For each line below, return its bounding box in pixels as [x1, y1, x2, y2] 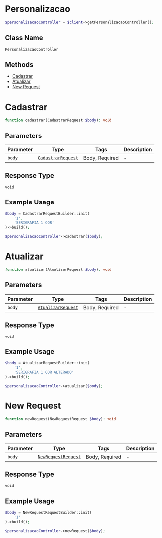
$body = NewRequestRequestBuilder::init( [5, 510, 92, 515]
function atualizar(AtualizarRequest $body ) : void [5, 267, 112, 272]
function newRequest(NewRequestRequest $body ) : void [5, 416, 116, 421]
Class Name [5, 34, 43, 42]
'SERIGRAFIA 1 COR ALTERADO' [14, 370, 74, 375]
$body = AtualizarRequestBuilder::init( [5, 361, 90, 366]
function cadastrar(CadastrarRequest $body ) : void [5, 118, 112, 123]
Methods [5, 61, 34, 69]
